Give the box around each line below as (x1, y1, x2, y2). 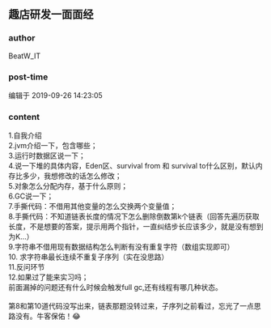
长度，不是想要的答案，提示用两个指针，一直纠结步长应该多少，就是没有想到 (8, 222, 264, 232)
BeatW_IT (8, 51, 41, 61)
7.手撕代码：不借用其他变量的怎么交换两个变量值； (8, 202, 177, 211)
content (8, 111, 40, 122)
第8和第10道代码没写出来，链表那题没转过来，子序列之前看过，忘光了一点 (8, 301, 255, 311)
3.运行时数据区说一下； (8, 151, 87, 160)
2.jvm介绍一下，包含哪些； (8, 141, 99, 151)
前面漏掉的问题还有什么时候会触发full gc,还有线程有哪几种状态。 (8, 283, 222, 292)
